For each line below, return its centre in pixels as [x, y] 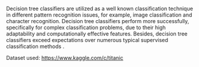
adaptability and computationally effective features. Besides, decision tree [97, 34]
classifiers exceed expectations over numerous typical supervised [87, 40]
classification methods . [35, 46]
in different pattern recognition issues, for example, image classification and [99, 15]
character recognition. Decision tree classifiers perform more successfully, [98, 21]
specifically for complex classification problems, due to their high [86, 27]
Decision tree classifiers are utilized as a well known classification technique [99, 9]
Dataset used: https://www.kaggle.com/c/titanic [65, 58]
